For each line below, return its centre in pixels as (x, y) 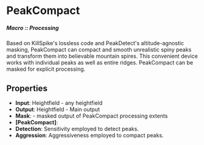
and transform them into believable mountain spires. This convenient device (102, 56)
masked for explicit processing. (46, 69)
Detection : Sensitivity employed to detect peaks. (77, 129)
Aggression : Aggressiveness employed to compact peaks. (89, 135)
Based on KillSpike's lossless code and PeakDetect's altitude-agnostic (95, 43)
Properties (27, 88)
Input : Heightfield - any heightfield (59, 103)
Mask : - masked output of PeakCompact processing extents (92, 116)
